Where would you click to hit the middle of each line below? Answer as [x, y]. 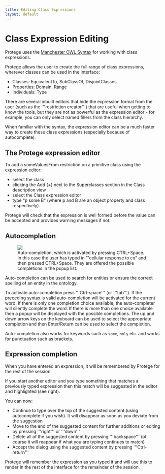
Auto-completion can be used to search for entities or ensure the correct [79, 278]
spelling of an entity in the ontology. [41, 283]
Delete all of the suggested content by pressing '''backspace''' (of [79, 437]
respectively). [26, 206]
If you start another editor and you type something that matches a [72, 381]
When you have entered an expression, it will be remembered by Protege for [82, 366]
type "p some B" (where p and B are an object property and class [79, 200]
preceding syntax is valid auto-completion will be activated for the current [80, 298]
